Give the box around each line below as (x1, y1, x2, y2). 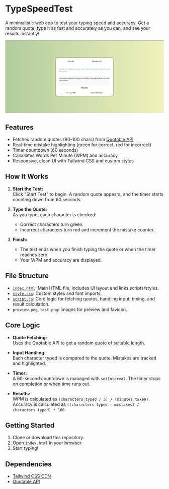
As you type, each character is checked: (12, 211, 97, 217)
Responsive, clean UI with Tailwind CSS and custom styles (12, 158, 134, 164)
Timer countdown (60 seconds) (12, 147, 78, 153)
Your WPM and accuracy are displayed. (20, 257, 102, 263)
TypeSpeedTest (5, 3, 73, 15)
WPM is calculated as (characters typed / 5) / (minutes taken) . (12, 396, 150, 402)
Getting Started (5, 421, 55, 430)
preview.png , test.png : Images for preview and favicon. (12, 306, 127, 313)
